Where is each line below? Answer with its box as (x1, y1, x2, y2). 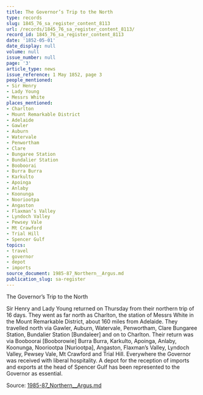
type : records (6, 15, 43, 21)
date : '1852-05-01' (6, 37, 56, 43)
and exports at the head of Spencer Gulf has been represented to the (6, 363, 180, 371)
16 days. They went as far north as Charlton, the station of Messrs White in (6, 311, 194, 319)
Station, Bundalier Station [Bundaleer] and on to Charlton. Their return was (6, 331, 194, 338)
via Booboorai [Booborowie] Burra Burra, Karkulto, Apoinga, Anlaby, (6, 337, 177, 344)
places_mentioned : (6, 100, 53, 106)
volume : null (6, 49, 40, 55)
